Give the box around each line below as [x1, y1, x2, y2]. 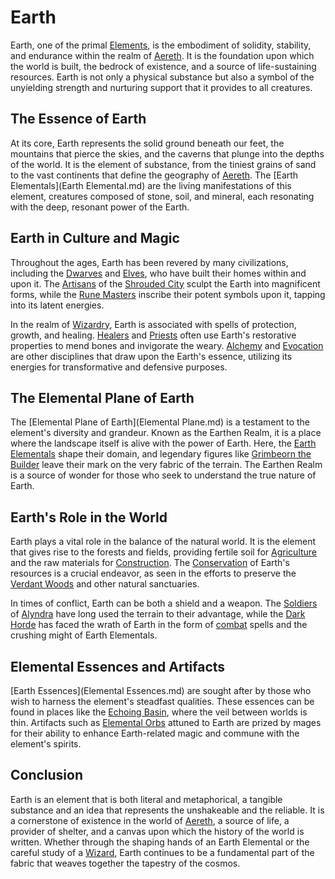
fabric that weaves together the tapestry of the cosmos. [10, 857, 241, 869]
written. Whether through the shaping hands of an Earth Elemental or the [10, 836, 310, 848]
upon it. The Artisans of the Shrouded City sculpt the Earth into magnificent [10, 277, 321, 290]
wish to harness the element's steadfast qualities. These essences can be [10, 696, 315, 707]
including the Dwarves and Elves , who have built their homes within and [10, 267, 307, 279]
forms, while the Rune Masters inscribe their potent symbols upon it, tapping [10, 288, 326, 300]
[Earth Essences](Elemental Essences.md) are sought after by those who [10, 685, 312, 696]
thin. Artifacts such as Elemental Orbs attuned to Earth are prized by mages [10, 717, 322, 728]
